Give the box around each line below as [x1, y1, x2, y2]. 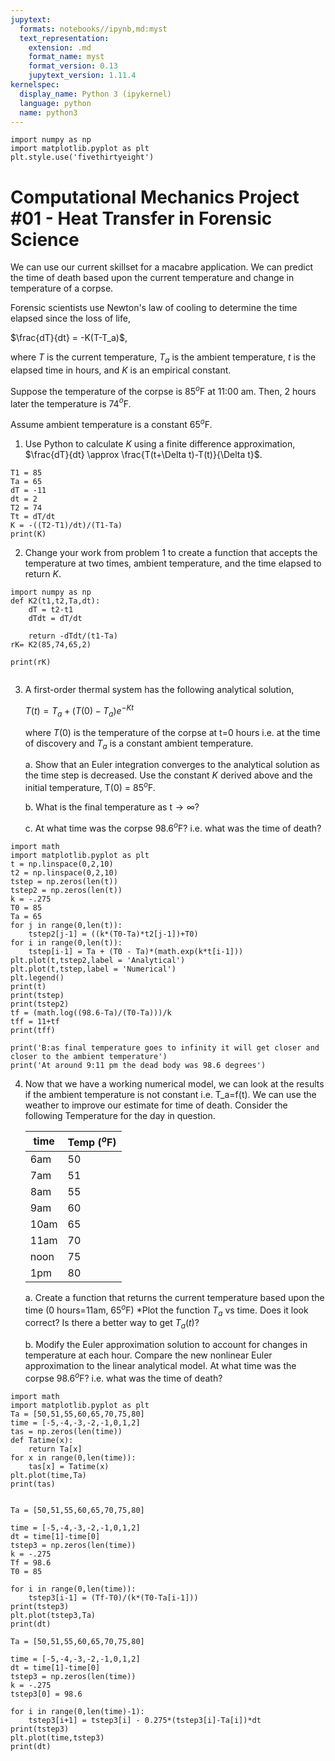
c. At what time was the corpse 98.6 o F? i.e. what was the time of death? [24, 820, 322, 834]
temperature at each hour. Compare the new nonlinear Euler [24, 1349, 273, 1361]
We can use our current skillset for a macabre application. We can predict [10, 261, 314, 273]
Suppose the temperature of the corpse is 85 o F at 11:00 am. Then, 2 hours [10, 384, 317, 397]
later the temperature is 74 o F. [10, 396, 132, 410]
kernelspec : [10, 80, 60, 90]
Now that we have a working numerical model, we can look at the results [24, 1077, 325, 1090]
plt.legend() [10, 972, 65, 983]
